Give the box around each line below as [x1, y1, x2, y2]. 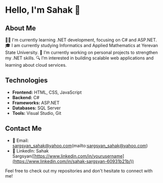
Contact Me [5, 125, 42, 133]
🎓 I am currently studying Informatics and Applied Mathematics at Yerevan [5, 43, 159, 48]
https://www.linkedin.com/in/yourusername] [34, 153, 125, 159]
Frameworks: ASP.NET [12, 100, 60, 105]
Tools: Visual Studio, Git [12, 110, 62, 116]
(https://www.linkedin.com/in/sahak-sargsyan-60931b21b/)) [12, 158, 134, 164]
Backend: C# [12, 94, 39, 100]
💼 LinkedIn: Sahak [12, 148, 49, 154]
